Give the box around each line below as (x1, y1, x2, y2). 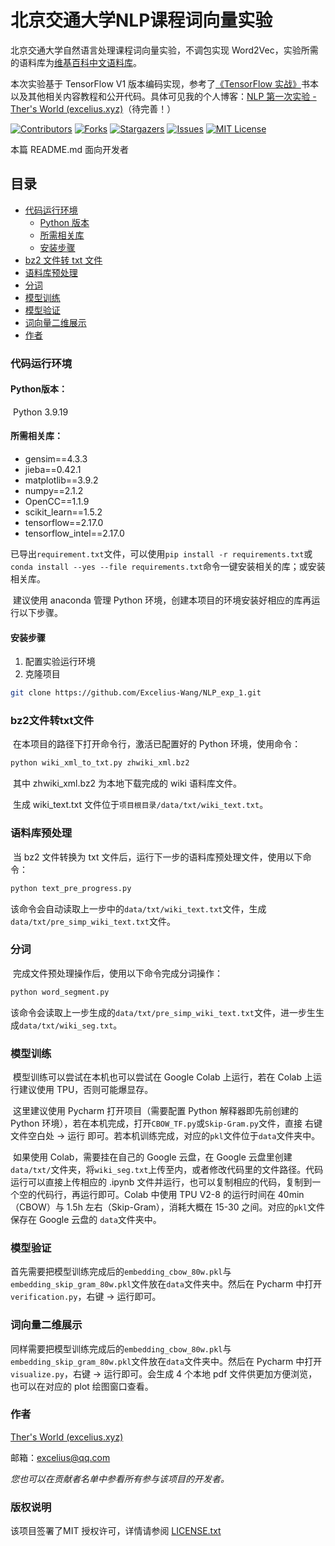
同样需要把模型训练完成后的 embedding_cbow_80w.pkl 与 (10, 1342, 232, 1355)
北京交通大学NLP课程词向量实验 (10, 9, 273, 32)
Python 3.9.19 (12, 406, 69, 418)
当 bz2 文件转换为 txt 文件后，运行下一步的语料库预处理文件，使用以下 (12, 851, 303, 863)
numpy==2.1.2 (24, 485, 84, 497)
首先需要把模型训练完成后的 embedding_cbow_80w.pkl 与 (10, 1266, 232, 1278)
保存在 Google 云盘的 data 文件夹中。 (10, 1213, 162, 1225)
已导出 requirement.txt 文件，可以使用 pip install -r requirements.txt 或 (10, 548, 313, 560)
